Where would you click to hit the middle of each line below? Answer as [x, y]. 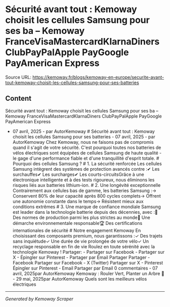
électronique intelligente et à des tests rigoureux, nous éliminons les [83, 180]
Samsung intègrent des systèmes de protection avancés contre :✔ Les [86, 169]
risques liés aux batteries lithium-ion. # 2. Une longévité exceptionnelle [87, 185]
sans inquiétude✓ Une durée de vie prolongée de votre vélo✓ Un [81, 241]
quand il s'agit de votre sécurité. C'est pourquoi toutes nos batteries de [87, 147]
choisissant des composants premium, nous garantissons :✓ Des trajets [88, 236]
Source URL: [18, 77]
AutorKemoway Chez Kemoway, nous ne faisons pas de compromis [83, 142]
